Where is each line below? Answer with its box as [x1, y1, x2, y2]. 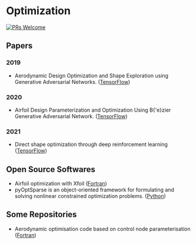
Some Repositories [6, 210, 77, 220]
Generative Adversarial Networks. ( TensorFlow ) [14, 78, 131, 85]
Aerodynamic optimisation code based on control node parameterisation [14, 225, 191, 232]
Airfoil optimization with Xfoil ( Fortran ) [14, 180, 107, 187]
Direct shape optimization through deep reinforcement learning [14, 141, 168, 148]
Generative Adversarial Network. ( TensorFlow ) [14, 112, 128, 119]
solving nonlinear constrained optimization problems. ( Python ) [14, 193, 166, 200]
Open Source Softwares [6, 164, 96, 174]
